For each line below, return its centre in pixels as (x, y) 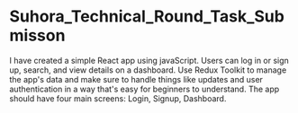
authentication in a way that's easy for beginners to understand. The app (144, 89)
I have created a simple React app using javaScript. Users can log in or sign (149, 60)
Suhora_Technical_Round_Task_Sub (147, 17)
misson (37, 35)
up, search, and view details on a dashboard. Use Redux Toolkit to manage (148, 70)
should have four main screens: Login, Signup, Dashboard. (118, 98)
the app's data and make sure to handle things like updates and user (136, 79)
